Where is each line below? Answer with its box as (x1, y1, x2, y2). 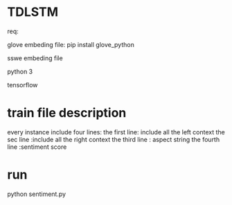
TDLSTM (7, 4, 59, 20)
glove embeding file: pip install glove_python (7, 40, 135, 48)
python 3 (7, 67, 33, 75)
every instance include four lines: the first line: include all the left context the (7, 127, 225, 136)
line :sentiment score (7, 143, 67, 151)
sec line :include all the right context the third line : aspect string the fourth (7, 135, 220, 143)
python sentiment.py (7, 190, 66, 198)
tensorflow (7, 80, 38, 89)
